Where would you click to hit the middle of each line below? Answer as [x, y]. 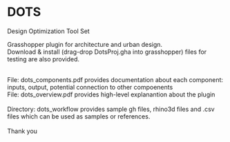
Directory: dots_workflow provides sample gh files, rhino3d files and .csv [111, 109]
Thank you [22, 131]
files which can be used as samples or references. [79, 116]
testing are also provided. [44, 59]
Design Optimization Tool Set [48, 31]
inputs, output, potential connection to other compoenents [90, 87]
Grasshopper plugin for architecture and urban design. [85, 44]
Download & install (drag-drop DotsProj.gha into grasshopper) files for [107, 52]
